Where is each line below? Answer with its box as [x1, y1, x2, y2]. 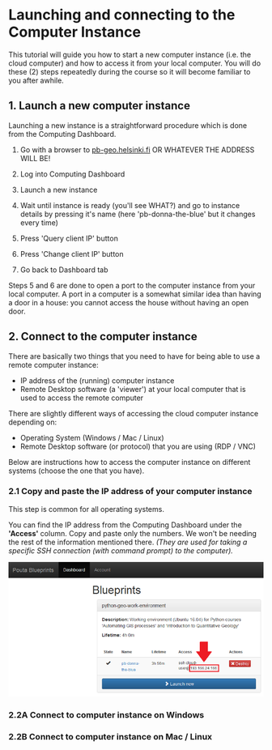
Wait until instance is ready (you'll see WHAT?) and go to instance [19, 200, 240, 210]
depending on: [8, 417, 57, 427]
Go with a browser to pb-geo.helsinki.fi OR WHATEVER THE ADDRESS [19, 144, 255, 155]
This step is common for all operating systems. [8, 504, 164, 513]
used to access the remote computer [19, 393, 144, 403]
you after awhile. [8, 75, 65, 85]
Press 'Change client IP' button [19, 249, 124, 258]
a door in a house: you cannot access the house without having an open [8, 297, 249, 307]
